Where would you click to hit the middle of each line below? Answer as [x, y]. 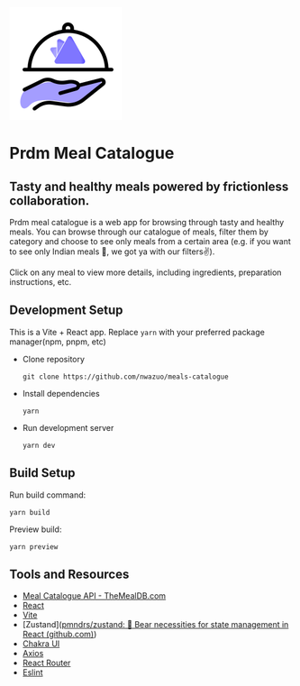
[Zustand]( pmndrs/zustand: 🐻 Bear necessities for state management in [155, 625]
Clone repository [54, 359]
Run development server [68, 427]
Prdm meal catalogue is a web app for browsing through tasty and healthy [147, 222]
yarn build [30, 512]
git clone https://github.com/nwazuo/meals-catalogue [125, 377]
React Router [46, 663]
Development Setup [66, 311]
